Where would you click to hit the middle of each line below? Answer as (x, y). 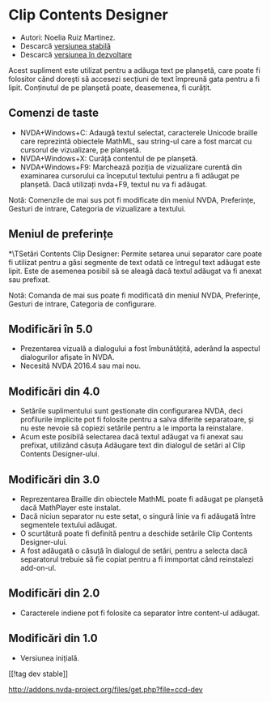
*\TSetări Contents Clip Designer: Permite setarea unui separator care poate (135, 254)
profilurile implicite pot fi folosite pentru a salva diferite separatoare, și (137, 420)
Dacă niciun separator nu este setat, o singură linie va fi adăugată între (138, 516)
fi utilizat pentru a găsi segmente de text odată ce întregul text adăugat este (134, 262)
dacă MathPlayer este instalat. (70, 507)
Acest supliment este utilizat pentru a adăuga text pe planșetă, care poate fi (134, 70)
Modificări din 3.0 (54, 479)
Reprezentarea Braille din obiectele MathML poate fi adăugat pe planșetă (142, 499)
